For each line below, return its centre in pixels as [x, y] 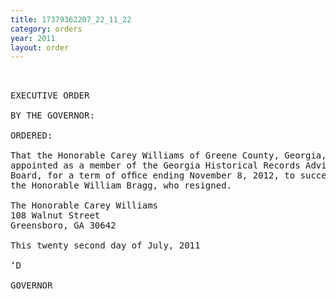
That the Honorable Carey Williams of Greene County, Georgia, [168, 155]
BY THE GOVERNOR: [52, 115]
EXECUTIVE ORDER [50, 95]
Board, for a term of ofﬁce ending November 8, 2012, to [153, 175]
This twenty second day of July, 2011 [105, 245]
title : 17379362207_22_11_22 [71, 19]
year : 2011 [33, 38]
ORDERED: [31, 135]
